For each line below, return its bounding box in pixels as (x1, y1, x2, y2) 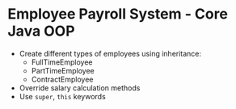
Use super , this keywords (19, 91, 106, 101)
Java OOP (7, 22, 75, 40)
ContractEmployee (31, 74, 94, 84)
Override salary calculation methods (19, 82, 141, 93)
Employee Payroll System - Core (7, 5, 228, 23)
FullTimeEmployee (31, 57, 93, 67)
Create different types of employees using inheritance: (19, 48, 202, 58)
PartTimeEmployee (31, 65, 95, 75)
